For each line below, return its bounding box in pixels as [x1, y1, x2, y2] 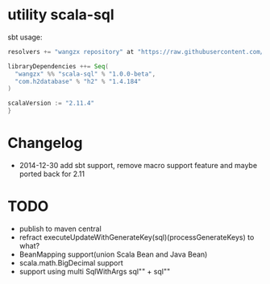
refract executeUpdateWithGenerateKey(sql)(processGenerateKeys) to [19, 232, 255, 242]
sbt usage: [7, 32, 43, 42]
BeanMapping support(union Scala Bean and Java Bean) [19, 249, 208, 259]
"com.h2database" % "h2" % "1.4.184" [15, 77, 142, 85]
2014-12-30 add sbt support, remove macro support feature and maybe [19, 161, 258, 170]
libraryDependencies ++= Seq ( [7, 62, 110, 70]
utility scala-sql [7, 6, 114, 24]
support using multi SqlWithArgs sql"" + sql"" [19, 266, 171, 276]
